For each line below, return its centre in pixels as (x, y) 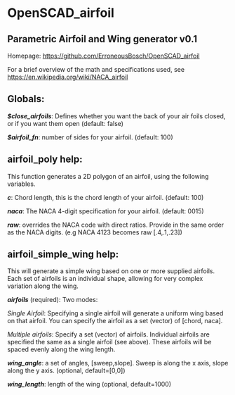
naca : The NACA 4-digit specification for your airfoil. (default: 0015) (106, 211)
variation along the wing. (43, 286)
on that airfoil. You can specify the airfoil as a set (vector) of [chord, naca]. (115, 321)
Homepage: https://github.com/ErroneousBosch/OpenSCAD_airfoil (103, 56)
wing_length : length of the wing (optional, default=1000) (89, 384)
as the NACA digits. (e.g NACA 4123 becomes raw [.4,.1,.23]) (95, 232)
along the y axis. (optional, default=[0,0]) (66, 370)
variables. (21, 184)
